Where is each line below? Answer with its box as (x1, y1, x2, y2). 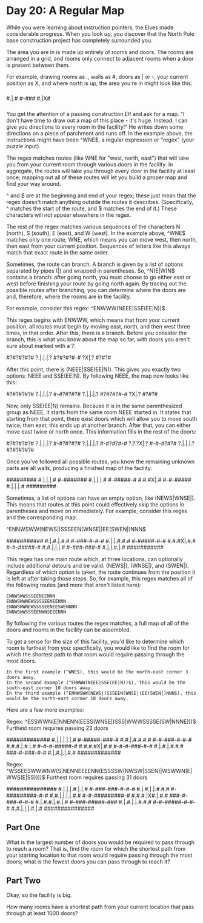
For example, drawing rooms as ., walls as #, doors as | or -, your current (6, 73, 188, 80)
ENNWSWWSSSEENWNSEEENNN (6, 608, 67, 615)
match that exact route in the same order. (6, 248, 109, 256)
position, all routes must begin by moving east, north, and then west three (6, 322, 190, 330)
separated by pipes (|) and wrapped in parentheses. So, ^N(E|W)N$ (6, 267, 176, 274)
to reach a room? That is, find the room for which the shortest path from (6, 845, 186, 852)
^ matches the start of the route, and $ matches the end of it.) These (6, 205, 177, 212)
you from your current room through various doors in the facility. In (6, 160, 173, 168)
